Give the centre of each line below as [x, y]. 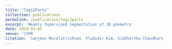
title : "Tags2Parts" [27, 10]
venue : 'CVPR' [20, 34]
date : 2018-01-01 [24, 29]
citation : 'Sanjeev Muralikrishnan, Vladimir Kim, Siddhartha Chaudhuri [84, 39]
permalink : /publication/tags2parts [44, 19]
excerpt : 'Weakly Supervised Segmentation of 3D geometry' [70, 24]
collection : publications [33, 15]
